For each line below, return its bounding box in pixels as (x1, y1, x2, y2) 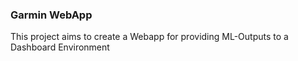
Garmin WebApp (10, 8, 93, 22)
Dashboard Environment (10, 41, 110, 53)
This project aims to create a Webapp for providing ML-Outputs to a (10, 31, 289, 43)
